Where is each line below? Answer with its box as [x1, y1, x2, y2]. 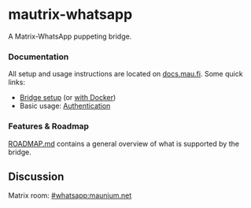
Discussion [8, 169, 65, 183]
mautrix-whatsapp [8, 6, 133, 24]
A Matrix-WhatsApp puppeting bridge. [8, 32, 132, 41]
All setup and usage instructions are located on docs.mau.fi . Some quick [8, 69, 243, 79]
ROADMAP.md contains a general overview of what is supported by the [8, 139, 240, 148]
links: [8, 77, 26, 87]
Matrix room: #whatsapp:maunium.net [8, 191, 132, 200]
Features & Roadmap [8, 121, 89, 132]
